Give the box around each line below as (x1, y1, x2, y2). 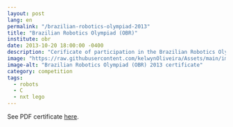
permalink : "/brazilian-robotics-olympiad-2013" (7, 23, 150, 30)
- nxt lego (13, 94, 45, 101)
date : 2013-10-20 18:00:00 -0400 (7, 42, 104, 49)
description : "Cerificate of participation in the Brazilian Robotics (7, 49, 216, 56)
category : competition (7, 68, 73, 75)
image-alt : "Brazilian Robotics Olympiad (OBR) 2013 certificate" (7, 61, 203, 68)
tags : (7, 74, 23, 81)
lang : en (7, 17, 33, 23)
